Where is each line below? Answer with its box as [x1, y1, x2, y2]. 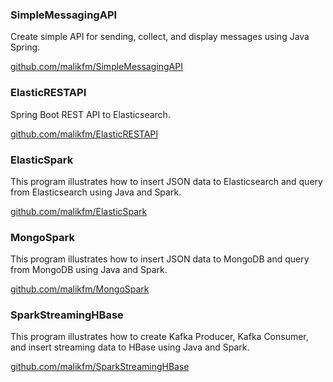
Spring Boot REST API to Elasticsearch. [10, 108, 171, 120]
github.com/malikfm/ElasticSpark [10, 205, 148, 217]
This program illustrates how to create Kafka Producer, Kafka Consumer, [10, 331, 309, 343]
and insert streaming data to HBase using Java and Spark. [10, 341, 250, 353]
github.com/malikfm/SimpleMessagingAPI [10, 61, 183, 73]
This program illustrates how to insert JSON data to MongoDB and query [10, 253, 310, 265]
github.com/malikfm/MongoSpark [10, 283, 150, 295]
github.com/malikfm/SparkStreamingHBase [10, 361, 190, 373]
